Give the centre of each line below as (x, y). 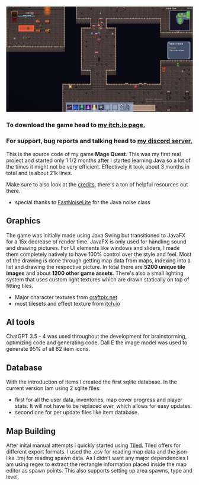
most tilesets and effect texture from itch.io (67, 303)
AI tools (21, 322)
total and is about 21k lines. (39, 173)
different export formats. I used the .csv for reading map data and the (91, 451)
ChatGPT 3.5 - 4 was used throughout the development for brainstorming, (97, 337)
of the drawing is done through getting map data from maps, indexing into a (98, 260)
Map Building (31, 431)
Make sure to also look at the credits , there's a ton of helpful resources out (97, 184)
